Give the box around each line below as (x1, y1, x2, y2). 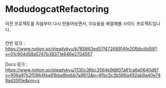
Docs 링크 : (5, 61, 28, 67)
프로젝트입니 (136, 20, 161, 26)
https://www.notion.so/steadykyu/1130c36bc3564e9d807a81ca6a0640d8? (5, 67, 159, 73)
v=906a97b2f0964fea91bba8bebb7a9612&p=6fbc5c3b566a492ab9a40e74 (5, 72, 161, 78)
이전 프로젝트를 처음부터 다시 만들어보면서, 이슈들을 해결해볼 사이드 (5, 20, 135, 26)
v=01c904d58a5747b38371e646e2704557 (5, 51, 93, 57)
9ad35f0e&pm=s (5, 77, 40, 83)
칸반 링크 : (5, 40, 25, 46)
